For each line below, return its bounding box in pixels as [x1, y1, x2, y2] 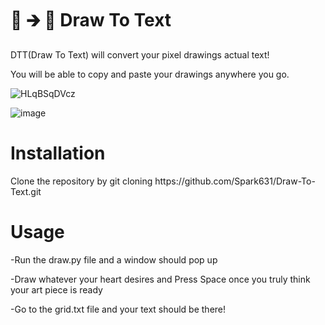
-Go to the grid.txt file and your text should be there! [10, 303, 227, 315]
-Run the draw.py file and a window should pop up [10, 253, 218, 266]
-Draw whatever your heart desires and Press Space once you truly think [10, 273, 311, 285]
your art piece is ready [10, 283, 103, 296]
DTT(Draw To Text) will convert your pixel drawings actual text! [10, 48, 270, 61]
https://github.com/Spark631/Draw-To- [154, 175, 316, 187]
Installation [10, 142, 106, 165]
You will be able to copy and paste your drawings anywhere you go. [10, 68, 290, 80]
